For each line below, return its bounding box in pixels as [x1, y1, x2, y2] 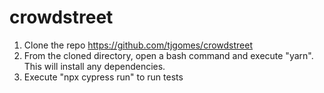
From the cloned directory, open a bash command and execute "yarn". [23, 49, 314, 61]
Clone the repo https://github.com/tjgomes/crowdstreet [23, 39, 254, 51]
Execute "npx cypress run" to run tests [23, 71, 184, 83]
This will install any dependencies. [23, 60, 166, 72]
